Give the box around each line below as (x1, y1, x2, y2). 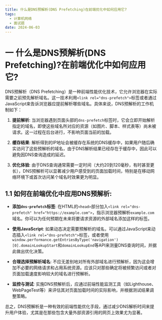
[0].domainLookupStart (12, 243, 58, 248)
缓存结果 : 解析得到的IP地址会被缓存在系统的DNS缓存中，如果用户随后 (12, 140, 151, 145)
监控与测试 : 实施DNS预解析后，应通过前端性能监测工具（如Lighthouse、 (12, 281, 156, 287)
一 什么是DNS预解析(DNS (5, 48, 106, 59)
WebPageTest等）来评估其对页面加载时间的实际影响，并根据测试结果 (12, 287, 150, 293)
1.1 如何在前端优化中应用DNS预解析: (5, 190, 112, 198)
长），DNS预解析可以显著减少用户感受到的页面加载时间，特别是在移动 (12, 168, 151, 174)
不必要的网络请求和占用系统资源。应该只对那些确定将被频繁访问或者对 (16, 265, 156, 271)
